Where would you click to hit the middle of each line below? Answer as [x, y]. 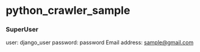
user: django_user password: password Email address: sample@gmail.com [100, 42]
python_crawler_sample [68, 11]
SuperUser [22, 30]
